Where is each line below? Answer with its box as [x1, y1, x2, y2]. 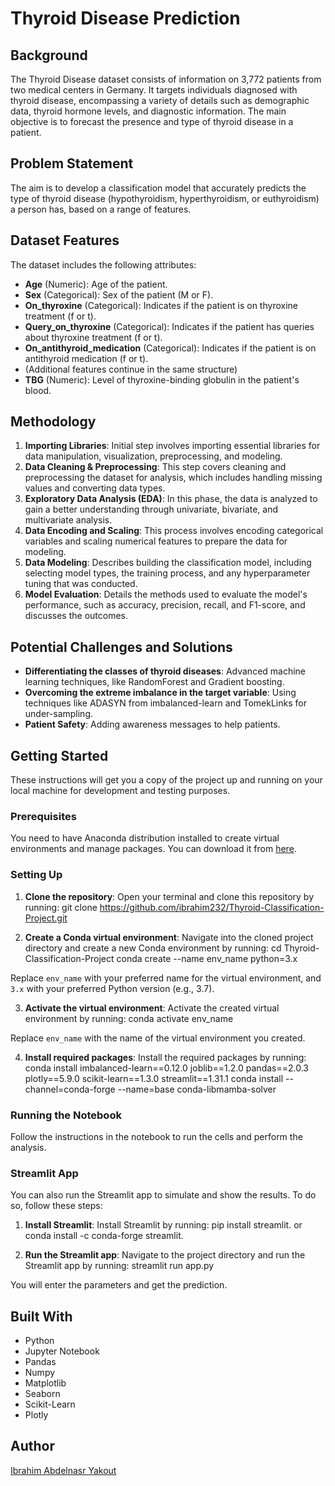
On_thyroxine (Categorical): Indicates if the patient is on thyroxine [24, 299, 298, 311]
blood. [24, 384, 52, 396]
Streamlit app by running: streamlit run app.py [24, 1260, 215, 1272]
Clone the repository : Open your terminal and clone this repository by [24, 890, 315, 902]
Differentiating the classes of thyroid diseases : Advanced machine [24, 665, 307, 677]
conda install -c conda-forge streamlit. [24, 1230, 184, 1242]
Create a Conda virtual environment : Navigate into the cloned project [24, 931, 314, 943]
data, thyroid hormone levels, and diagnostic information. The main [10, 105, 287, 117]
